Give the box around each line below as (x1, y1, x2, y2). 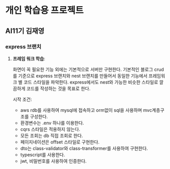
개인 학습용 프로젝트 (5, 5, 84, 16)
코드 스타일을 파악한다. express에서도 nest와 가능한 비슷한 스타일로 (23, 79, 158, 85)
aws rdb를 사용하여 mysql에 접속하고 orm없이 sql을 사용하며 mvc (20, 107, 152, 113)
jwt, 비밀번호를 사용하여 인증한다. (20, 158, 87, 164)
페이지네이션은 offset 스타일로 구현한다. (20, 138, 100, 145)
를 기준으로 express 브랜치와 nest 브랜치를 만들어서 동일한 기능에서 (12, 72, 148, 79)
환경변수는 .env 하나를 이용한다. (20, 120, 84, 126)
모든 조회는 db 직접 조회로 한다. (20, 132, 83, 138)
